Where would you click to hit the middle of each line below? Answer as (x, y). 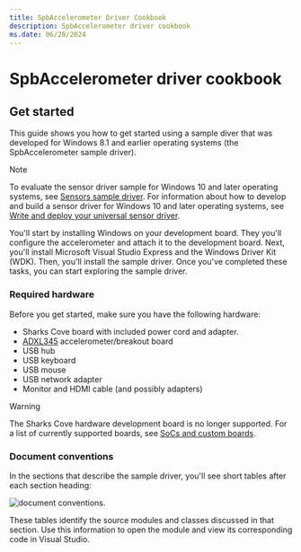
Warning (25, 406)
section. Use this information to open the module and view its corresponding (151, 530)
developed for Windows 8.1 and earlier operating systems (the (124, 143)
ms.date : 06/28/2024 (48, 34)
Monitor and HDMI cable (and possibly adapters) (113, 389)
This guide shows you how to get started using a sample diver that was (141, 133)
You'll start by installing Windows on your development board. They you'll (146, 233)
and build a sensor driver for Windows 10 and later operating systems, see (147, 206)
